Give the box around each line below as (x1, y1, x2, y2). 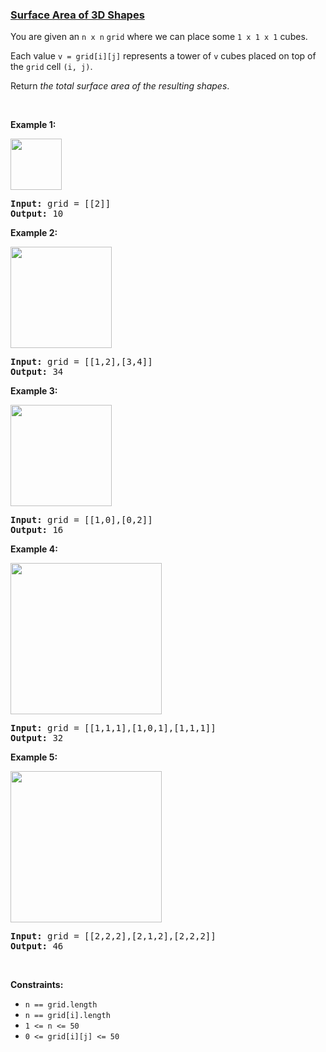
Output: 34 (10, 366, 64, 378)
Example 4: (10, 543, 58, 555)
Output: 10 (10, 208, 64, 220)
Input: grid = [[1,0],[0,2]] (10, 514, 153, 526)
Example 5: (10, 751, 58, 763)
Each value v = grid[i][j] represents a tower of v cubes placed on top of (10, 50, 317, 62)
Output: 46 (10, 941, 64, 952)
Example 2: (10, 227, 58, 239)
